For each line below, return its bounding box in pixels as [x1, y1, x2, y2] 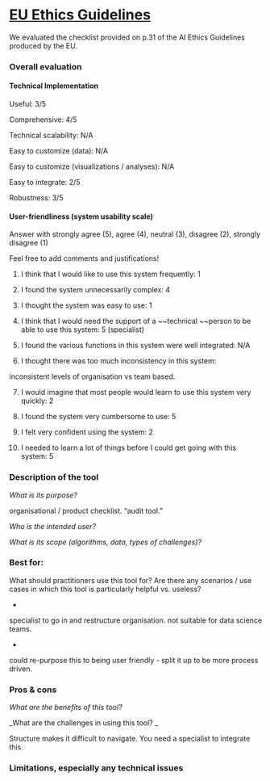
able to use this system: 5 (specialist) [20, 325, 144, 334]
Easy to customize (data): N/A [9, 146, 108, 156]
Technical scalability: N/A [9, 131, 93, 141]
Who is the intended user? [9, 521, 96, 531]
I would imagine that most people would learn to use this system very [20, 388, 251, 397]
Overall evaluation [9, 61, 82, 72]
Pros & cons [9, 684, 57, 695]
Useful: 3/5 [9, 99, 47, 109]
